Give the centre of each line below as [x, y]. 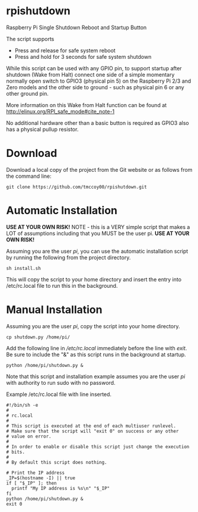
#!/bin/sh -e [22, 405]
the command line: [29, 176]
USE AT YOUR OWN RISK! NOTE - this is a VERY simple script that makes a [98, 227]
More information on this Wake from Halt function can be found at [87, 105]
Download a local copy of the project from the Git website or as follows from [99, 169]
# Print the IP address [36, 473]
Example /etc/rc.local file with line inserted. [59, 394]
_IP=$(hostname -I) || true [41, 478]
